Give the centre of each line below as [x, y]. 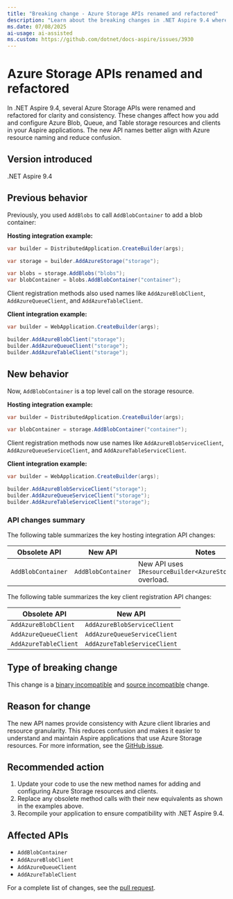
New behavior [38, 374]
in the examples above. [50, 806]
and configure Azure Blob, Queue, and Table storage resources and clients [114, 123]
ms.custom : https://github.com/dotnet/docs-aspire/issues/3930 [101, 40]
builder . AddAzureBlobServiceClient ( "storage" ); [77, 489]
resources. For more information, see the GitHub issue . [86, 745]
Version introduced [50, 160]
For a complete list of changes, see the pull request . [81, 888]
